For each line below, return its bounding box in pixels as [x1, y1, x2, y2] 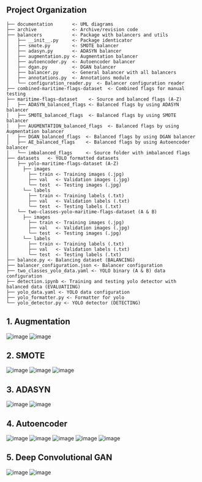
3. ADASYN [6, 384, 51, 394]
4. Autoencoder [6, 418, 68, 429]
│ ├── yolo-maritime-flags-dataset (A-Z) [6, 160, 119, 167]
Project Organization [6, 5, 87, 15]
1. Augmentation [6, 317, 70, 327]
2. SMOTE [6, 350, 45, 361]
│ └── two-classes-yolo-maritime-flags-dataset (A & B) [6, 208, 157, 215]
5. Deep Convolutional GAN [6, 453, 113, 463]
